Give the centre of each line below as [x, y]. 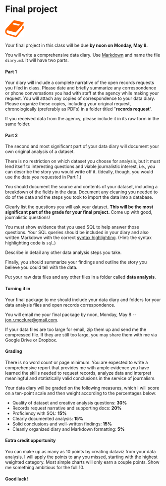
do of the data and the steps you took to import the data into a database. [79, 197]
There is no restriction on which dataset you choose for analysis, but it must [83, 161]
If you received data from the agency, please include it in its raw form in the [82, 119]
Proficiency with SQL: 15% [39, 413]
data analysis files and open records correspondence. [60, 305]
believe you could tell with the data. [41, 267]
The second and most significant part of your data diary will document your [82, 146]
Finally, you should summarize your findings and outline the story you [76, 262]
